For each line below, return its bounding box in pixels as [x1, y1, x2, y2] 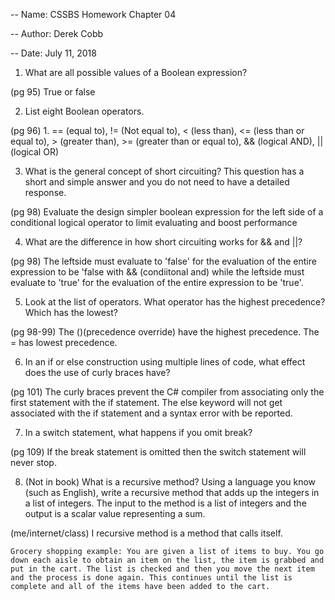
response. [24, 187, 67, 198]
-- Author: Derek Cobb [10, 28, 104, 39]
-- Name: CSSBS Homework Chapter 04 [10, 9, 177, 20]
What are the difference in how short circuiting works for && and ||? [24, 236, 303, 248]
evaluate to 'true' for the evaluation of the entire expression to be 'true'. [10, 277, 304, 288]
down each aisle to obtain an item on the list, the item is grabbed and [10, 555, 325, 565]
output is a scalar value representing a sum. [24, 508, 206, 519]
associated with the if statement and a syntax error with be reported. [10, 407, 293, 419]
